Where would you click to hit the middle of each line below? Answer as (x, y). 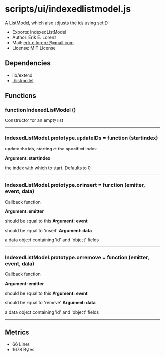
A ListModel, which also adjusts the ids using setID (56, 23)
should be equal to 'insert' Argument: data (49, 231)
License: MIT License (34, 48)
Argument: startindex (28, 158)
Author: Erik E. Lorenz (34, 37)
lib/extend (22, 75)
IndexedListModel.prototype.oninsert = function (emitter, (75, 185)
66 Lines (21, 344)
